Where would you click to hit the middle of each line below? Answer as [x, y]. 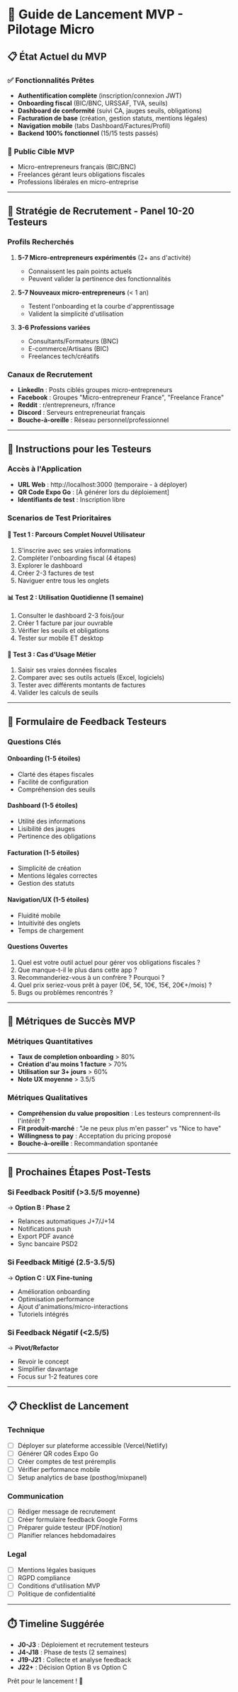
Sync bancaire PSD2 [47, 1244]
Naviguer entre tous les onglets [63, 581]
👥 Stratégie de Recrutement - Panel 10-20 [101, 211]
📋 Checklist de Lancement [68, 1406]
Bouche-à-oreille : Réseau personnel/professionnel [93, 420]
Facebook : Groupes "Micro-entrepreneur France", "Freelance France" [121, 398]
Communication [35, 1496]
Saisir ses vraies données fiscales [67, 670]
